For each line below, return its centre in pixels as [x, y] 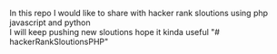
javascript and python [50, 22]
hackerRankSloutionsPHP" [59, 41]
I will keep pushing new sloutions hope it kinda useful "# [115, 32]
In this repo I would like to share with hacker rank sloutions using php [139, 13]
